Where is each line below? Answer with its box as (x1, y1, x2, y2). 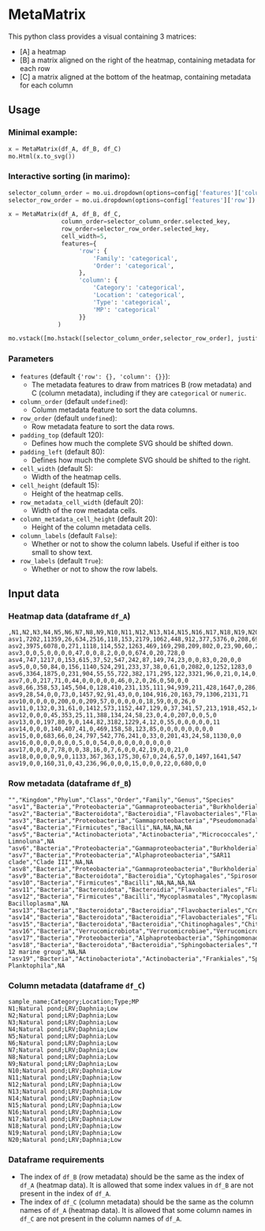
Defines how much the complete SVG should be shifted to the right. (31, 455, 251, 465)
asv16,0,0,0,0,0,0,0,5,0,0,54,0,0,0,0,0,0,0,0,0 (8, 739, 171, 747)
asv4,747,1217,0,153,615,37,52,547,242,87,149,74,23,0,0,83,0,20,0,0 (8, 657, 242, 664)
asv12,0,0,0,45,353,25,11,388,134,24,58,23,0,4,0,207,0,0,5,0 (8, 712, 217, 720)
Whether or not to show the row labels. (31, 564, 159, 574)
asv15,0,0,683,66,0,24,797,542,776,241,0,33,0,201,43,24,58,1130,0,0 (8, 732, 242, 740)
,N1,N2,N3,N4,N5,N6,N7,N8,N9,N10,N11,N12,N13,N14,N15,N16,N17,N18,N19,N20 (8, 629, 259, 637)
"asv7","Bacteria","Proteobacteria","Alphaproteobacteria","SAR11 (8, 851, 231, 859)
